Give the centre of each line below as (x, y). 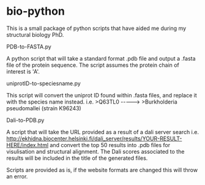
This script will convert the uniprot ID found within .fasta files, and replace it (102, 95)
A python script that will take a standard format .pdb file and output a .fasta (101, 58)
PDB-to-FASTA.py (29, 47)
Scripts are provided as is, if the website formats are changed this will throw (102, 170)
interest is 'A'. (23, 71)
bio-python (36, 11)
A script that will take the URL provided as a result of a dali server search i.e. (102, 132)
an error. (17, 176)
